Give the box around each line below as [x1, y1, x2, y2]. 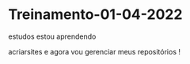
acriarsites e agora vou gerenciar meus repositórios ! [8, 47, 180, 56]
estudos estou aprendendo [8, 32, 97, 41]
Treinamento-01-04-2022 [8, 6, 183, 24]
